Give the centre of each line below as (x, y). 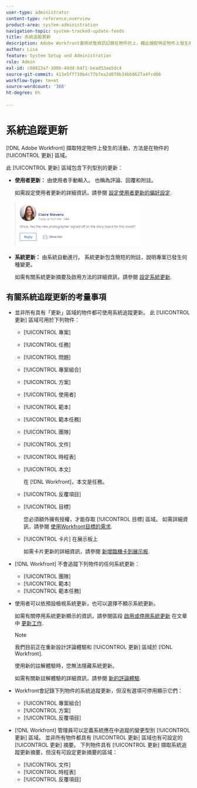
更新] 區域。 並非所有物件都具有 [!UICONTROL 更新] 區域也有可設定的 (98, 737)
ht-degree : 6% (23, 93)
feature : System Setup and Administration (59, 56)
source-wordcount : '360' (36, 87)
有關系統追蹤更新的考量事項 (56, 297)
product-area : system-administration (52, 25)
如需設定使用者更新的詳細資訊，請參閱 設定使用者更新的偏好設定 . (93, 192)
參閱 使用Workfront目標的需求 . (76, 526)
